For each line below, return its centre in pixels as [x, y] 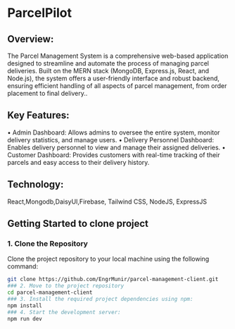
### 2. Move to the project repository [66, 286]
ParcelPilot [40, 13]
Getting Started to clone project [78, 224]
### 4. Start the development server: [64, 312]
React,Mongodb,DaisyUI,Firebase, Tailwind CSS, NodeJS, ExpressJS [107, 201]
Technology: [36, 185]
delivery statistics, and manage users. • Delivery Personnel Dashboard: [111, 139]
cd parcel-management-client [50, 293]
